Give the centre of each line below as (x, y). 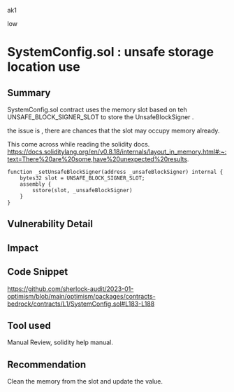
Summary (29, 93)
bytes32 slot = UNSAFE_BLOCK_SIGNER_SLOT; (82, 178)
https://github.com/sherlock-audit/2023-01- (71, 289)
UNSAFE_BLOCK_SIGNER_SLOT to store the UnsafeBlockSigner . (101, 117)
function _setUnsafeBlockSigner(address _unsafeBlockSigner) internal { (115, 172)
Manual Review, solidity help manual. (60, 342)
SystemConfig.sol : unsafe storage (111, 52)
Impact (23, 248)
